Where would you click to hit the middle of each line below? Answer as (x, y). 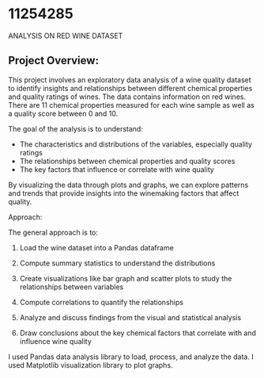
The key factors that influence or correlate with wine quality (117, 169)
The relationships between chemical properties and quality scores (127, 161)
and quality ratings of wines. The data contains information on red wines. (127, 97)
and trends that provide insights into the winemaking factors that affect (124, 193)
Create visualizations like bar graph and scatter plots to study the (126, 278)
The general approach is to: (53, 232)
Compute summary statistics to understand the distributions (117, 263)
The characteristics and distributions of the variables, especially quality (136, 144)
